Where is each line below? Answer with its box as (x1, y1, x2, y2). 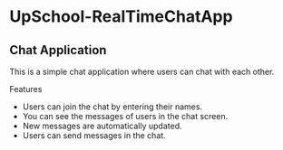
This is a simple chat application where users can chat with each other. (9, 66, 275, 77)
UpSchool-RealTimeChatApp (9, 6, 233, 27)
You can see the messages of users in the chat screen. (22, 111, 229, 121)
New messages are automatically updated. (22, 120, 183, 131)
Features (9, 84, 43, 94)
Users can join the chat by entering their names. (22, 101, 202, 112)
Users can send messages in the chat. (22, 130, 166, 141)
